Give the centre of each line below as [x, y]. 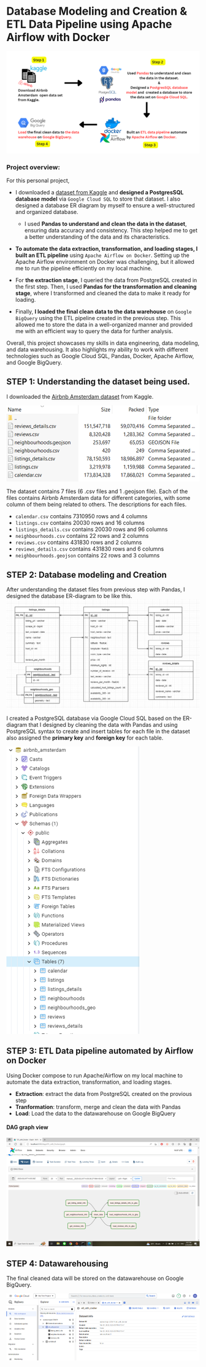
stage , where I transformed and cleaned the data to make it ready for [103, 293]
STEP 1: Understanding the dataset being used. [98, 382]
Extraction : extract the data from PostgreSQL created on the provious [103, 1093]
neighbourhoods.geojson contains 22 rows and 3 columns [87, 556]
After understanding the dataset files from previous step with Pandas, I [96, 589]
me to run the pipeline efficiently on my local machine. [84, 268]
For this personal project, [38, 180]
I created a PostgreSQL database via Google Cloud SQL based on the [94, 718]
